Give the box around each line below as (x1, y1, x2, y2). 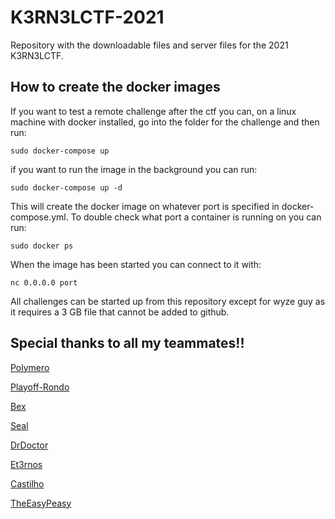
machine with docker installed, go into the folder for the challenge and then (10, 116, 320, 128)
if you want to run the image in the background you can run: (10, 163, 258, 175)
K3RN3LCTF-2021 (10, 6, 165, 29)
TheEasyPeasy (10, 497, 72, 509)
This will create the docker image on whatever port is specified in (10, 200, 280, 212)
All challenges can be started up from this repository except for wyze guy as (10, 295, 326, 307)
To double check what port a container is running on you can (70, 211, 322, 223)
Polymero (10, 361, 50, 373)
